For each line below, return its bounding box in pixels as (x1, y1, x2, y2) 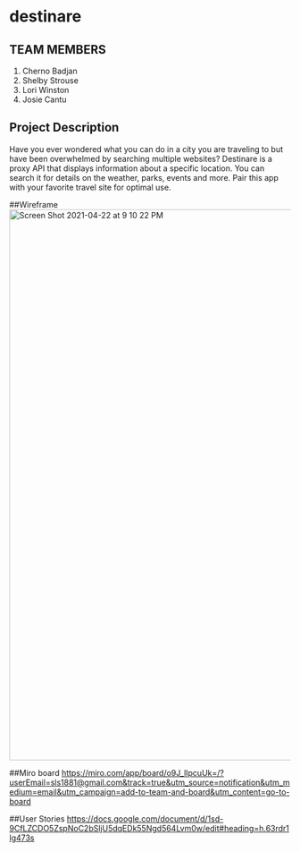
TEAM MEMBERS (9, 42, 107, 57)
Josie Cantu (21, 94, 67, 105)
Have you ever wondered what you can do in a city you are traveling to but (9, 143, 284, 154)
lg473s (9, 832, 35, 843)
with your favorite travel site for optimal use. (9, 182, 171, 192)
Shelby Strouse (21, 75, 79, 86)
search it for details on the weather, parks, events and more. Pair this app (9, 172, 279, 183)
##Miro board (9, 767, 60, 778)
